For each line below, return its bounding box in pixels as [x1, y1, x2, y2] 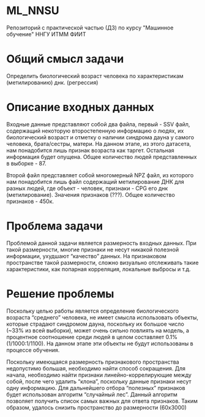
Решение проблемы [6, 286, 114, 300]
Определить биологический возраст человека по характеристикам [6, 72, 184, 80]
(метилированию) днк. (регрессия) [6, 78, 99, 86]
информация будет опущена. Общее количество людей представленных [6, 153, 197, 160]
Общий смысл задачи [6, 52, 124, 66]
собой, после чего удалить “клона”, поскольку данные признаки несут [6, 378, 192, 385]
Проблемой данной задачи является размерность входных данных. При [6, 239, 197, 247]
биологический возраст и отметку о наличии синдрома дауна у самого [6, 133, 195, 141]
